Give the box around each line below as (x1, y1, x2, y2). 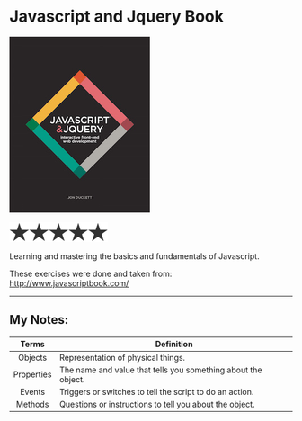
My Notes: (9, 312, 69, 327)
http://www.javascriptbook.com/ (9, 277, 129, 289)
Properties (13, 369, 52, 380)
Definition (155, 339, 193, 350)
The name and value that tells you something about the (59, 364, 262, 375)
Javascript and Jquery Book (9, 6, 225, 27)
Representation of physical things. (59, 352, 186, 363)
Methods (16, 399, 49, 410)
